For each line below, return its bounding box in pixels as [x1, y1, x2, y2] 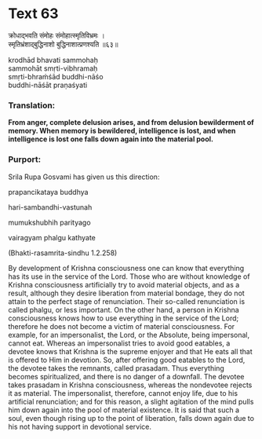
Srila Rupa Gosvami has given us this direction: [8, 172, 160, 181]
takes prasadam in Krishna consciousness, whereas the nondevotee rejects [8, 380, 253, 390]
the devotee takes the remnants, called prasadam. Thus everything [8, 363, 225, 373]
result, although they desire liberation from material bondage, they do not [8, 288, 245, 298]
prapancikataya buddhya [8, 187, 89, 196]
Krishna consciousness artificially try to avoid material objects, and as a [8, 280, 240, 289]
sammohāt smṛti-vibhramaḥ [8, 64, 98, 73]
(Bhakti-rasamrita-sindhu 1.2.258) [8, 248, 118, 258]
